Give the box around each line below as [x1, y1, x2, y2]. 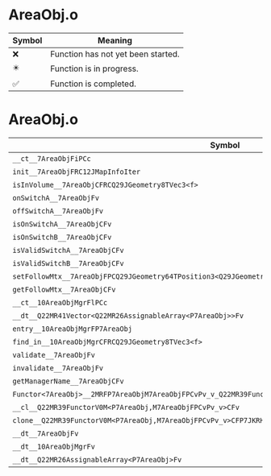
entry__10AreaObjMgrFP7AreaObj [12, 324, 133, 333]
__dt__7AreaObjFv [12, 428, 79, 438]
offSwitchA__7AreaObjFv [12, 206, 104, 215]
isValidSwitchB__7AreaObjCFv [12, 259, 124, 267]
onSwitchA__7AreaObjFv [12, 193, 99, 202]
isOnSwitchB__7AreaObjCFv [12, 232, 112, 242]
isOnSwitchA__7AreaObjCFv [12, 219, 112, 229]
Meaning [98, 35, 133, 46]
